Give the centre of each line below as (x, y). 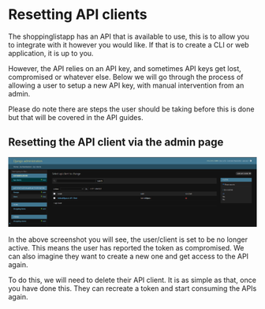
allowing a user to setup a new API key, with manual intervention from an (126, 85)
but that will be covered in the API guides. (76, 117)
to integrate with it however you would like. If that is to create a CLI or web (129, 44)
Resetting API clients (78, 15)
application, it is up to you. (51, 53)
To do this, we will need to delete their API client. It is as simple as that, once (132, 280)
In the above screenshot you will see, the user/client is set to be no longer (128, 239)
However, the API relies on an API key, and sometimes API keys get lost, (125, 68)
